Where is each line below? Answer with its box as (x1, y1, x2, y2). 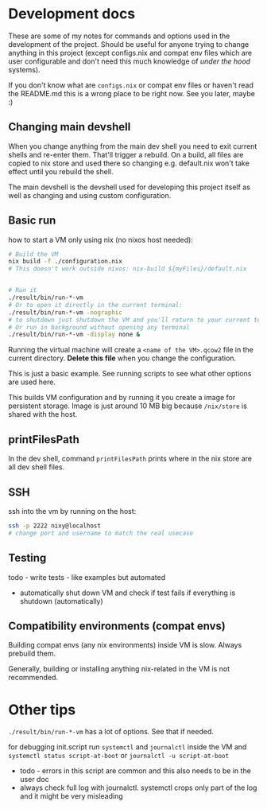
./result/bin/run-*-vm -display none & (8, 331, 141, 339)
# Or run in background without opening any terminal (8, 323, 191, 331)
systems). (8, 64, 41, 74)
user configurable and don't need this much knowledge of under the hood (8, 56, 251, 66)
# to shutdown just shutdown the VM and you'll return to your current (8, 316, 250, 324)
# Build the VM (8, 250, 59, 259)
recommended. (8, 673, 58, 683)
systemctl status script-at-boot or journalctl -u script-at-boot (8, 751, 229, 760)
